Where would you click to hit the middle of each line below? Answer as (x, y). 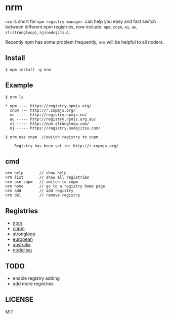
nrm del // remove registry (43, 195)
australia (22, 245)
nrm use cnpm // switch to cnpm (42, 182)
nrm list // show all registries (47, 178)
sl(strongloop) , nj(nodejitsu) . (38, 32)
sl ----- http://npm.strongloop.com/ (50, 123)
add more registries (33, 284)
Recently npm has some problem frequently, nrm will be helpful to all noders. (85, 42)
